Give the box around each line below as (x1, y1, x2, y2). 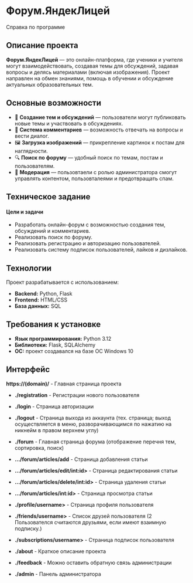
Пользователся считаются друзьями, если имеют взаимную (14, 518, 167, 526)
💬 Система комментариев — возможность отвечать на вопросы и (14, 126, 183, 133)
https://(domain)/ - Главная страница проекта (6, 380, 122, 387)
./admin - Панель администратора (14, 570, 101, 577)
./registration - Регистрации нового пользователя (14, 391, 140, 398)
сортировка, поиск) (14, 444, 64, 451)
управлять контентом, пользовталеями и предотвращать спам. (14, 175, 174, 182)
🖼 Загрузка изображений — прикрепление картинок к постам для (14, 139, 185, 146)
